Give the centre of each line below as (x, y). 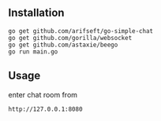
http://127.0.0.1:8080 (45, 109)
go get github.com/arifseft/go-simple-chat (81, 31)
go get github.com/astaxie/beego (63, 45)
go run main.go (33, 51)
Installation (36, 13)
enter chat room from (43, 94)
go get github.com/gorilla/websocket (70, 38)
